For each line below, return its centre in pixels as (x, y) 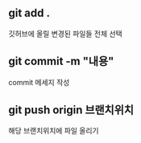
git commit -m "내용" (61, 61)
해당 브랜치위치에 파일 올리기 (54, 131)
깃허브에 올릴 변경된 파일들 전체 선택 (65, 33)
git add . (29, 13)
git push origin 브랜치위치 (71, 110)
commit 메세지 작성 (39, 82)
